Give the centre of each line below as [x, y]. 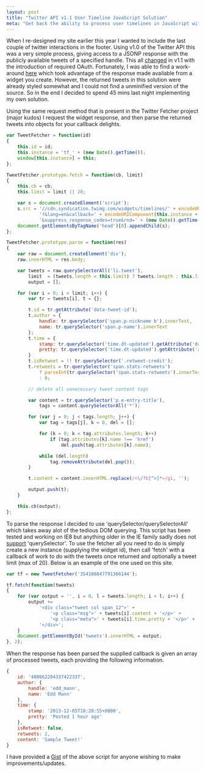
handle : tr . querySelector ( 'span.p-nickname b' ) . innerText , [115, 321]
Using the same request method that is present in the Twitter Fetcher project [103, 111]
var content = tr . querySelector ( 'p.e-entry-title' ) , [97, 400]
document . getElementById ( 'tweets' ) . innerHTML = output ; [90, 636]
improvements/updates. [36, 763]
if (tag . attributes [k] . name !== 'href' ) [102, 439]
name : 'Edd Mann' [50, 694]
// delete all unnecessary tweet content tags [88, 389]
